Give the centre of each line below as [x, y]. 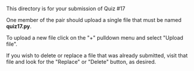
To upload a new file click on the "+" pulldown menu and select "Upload [95, 38]
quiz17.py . [19, 26]
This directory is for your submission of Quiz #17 [66, 9]
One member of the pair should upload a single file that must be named [94, 20]
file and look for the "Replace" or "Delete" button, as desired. [81, 62]
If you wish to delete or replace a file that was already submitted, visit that [97, 55]
